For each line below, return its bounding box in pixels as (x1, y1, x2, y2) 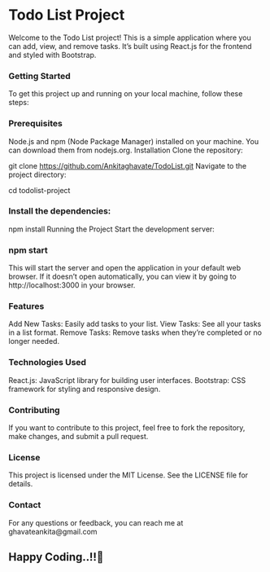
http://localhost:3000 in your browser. (8, 280, 136, 290)
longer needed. (8, 337, 59, 346)
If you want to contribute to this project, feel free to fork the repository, (8, 423, 246, 433)
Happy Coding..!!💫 (8, 550, 104, 564)
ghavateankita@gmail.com (8, 526, 98, 536)
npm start (8, 244, 49, 256)
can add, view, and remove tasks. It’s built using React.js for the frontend (8, 41, 252, 51)
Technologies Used (8, 357, 87, 368)
